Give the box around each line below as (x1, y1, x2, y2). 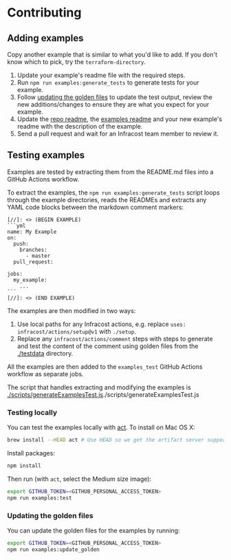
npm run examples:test (7, 494, 72, 502)
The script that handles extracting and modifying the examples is (7, 383, 191, 391)
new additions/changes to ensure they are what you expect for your (16, 100, 210, 108)
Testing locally (7, 407, 58, 417)
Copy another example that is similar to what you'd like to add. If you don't (7, 50, 218, 58)
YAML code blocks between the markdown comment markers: (7, 203, 184, 211)
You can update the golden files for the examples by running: (7, 526, 180, 535)
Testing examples (7, 149, 85, 161)
